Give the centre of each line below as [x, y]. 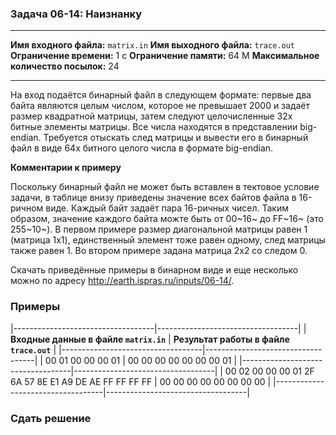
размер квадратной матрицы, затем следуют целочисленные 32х [151, 116]
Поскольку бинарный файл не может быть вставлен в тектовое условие [165, 187]
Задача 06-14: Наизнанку [76, 14]
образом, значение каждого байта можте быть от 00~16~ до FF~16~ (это [167, 219]
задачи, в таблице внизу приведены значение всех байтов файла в [153, 198]
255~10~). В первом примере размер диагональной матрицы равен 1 [159, 229]
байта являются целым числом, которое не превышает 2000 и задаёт [160, 106]
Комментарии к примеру [66, 168]
